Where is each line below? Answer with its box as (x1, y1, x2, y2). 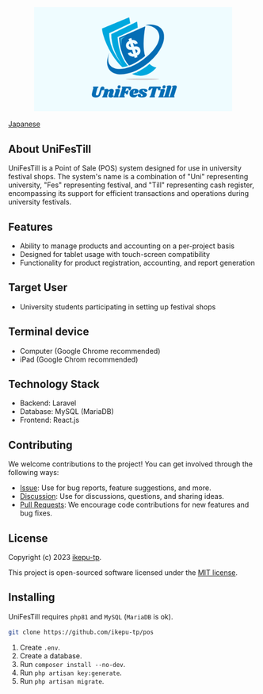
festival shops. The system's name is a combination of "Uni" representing (8, 172, 249, 182)
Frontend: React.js (19, 416, 80, 425)
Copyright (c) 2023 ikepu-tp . (8, 553, 102, 562)
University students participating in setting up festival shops (19, 301, 216, 312)
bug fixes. (19, 508, 53, 518)
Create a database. (19, 650, 82, 661)
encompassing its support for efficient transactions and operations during (8, 189, 250, 198)
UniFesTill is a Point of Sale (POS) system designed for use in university (8, 163, 242, 173)
